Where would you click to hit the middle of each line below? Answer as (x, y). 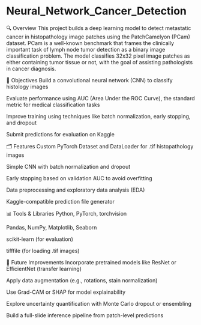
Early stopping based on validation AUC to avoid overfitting (79, 178)
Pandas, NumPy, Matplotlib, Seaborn (52, 227)
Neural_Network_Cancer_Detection (97, 11)
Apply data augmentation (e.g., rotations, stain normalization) (82, 280)
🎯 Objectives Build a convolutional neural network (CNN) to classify (89, 80)
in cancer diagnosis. (31, 68)
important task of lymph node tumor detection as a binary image (86, 49)
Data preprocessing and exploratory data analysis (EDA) (76, 190)
